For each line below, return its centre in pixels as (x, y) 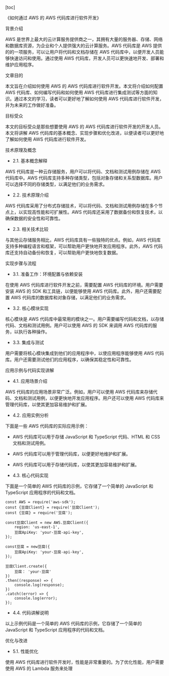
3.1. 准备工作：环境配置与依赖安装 (48, 274)
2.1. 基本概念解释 (30, 161)
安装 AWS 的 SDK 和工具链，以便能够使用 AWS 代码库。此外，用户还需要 (81, 291)
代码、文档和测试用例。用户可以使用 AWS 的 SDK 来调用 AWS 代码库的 (79, 325)
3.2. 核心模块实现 (31, 308)
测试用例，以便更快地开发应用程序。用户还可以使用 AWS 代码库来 (96, 398)
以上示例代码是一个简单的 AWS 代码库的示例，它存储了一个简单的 (74, 623)
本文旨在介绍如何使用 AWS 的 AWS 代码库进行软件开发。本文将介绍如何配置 (84, 86)
